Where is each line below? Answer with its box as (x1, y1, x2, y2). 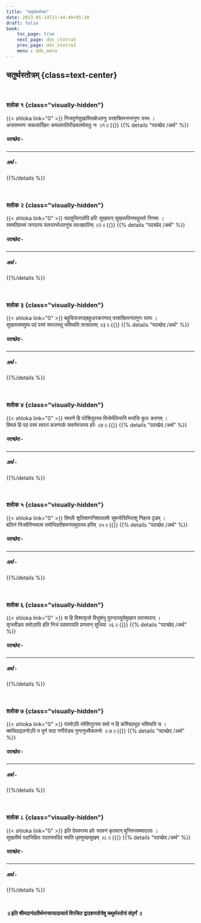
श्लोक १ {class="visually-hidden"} (6, 101, 104, 109)
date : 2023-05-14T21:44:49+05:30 (6, 14, 90, 20)
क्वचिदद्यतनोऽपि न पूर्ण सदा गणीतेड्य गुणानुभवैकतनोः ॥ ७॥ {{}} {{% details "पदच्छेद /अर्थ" (6, 727, 185, 734)
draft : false (6, 20, 39, 26)
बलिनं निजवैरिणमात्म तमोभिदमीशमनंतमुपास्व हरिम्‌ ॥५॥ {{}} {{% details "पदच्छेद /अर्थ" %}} (6, 521, 188, 528)
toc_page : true (17, 31, 55, 37)
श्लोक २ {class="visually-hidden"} (6, 201, 104, 209)
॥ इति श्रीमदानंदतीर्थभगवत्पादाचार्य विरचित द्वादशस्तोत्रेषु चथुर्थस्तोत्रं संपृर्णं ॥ (6, 910, 142, 917)
